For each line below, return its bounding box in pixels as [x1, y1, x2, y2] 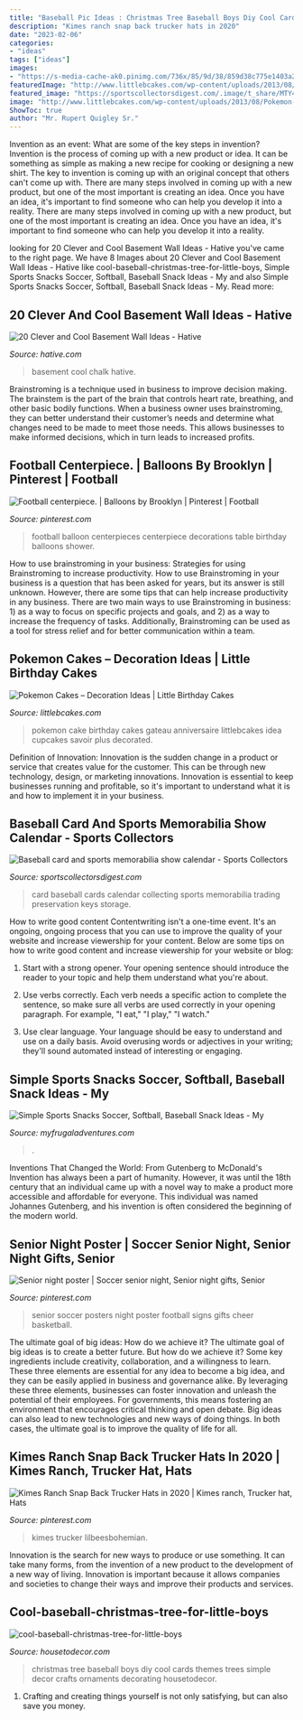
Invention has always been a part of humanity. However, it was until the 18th [9, 1172, 291, 1183]
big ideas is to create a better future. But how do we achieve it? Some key [9, 1347, 283, 1357]
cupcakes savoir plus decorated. [31, 734, 153, 745]
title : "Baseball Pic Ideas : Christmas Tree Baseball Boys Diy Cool [9, 13, 277, 23]
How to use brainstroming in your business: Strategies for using [9, 557, 246, 569]
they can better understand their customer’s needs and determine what [9, 412, 275, 423]
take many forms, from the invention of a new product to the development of [9, 1559, 294, 1570]
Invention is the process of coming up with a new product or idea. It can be [9, 148, 289, 159]
